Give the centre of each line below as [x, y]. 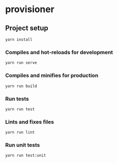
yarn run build [21, 86]
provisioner [30, 9]
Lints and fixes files [30, 121]
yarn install [19, 39]
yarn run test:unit [26, 155]
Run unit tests [23, 145]
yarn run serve [21, 63]
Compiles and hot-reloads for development [59, 52]
